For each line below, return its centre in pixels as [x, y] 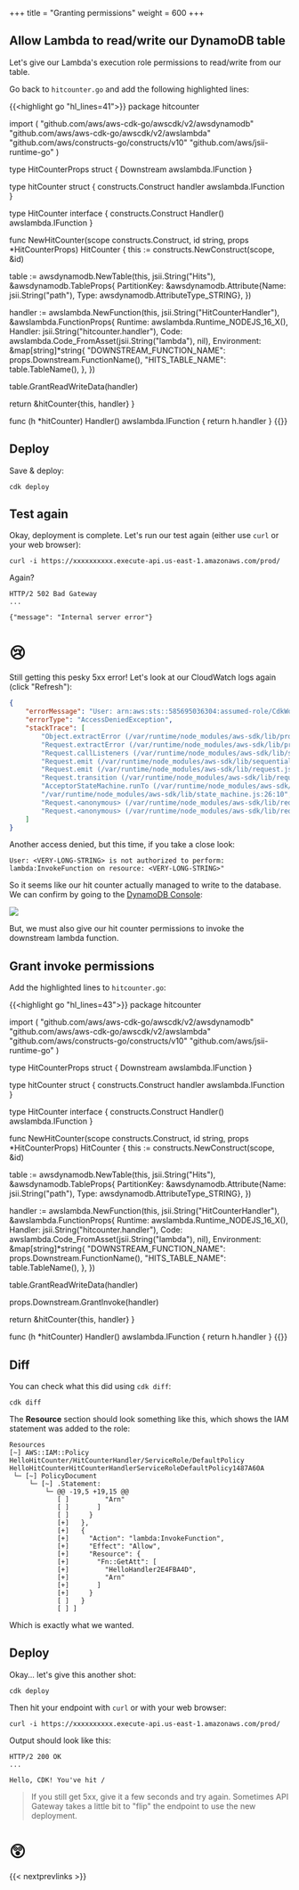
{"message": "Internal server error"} [81, 618]
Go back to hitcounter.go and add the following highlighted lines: [129, 89]
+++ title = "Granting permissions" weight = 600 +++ [107, 13]
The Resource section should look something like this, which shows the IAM [149, 1419]
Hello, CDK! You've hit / [57, 1780]
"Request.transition [79, 778]
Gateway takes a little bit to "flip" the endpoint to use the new [143, 1806]
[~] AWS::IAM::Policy [49, 1452]
